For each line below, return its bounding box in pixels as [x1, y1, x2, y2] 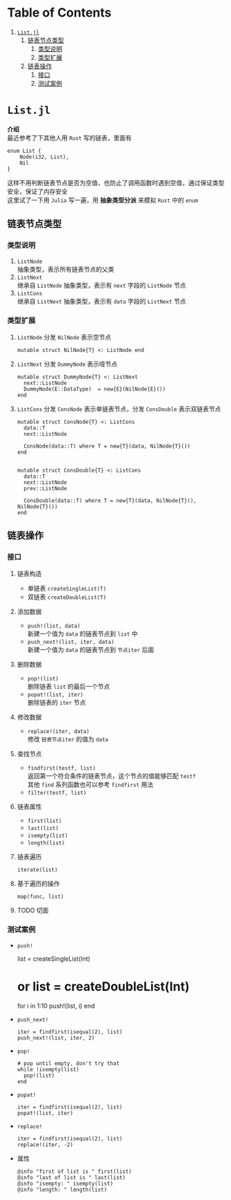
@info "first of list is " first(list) [17, 1167, 132, 1175]
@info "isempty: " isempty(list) [17, 1180, 114, 1187]
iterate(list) [17, 866, 58, 873]
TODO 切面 [17, 906, 49, 914]
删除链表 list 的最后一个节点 [27, 682, 110, 690]
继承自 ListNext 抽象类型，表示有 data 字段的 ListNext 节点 [17, 297, 186, 305]
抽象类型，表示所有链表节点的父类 [17, 265, 114, 273]
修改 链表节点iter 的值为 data [27, 735, 109, 743]
